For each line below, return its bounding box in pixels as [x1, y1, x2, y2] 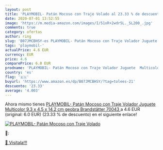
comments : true [5, 25, 36, 30]
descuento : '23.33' [5, 83, 45, 89]
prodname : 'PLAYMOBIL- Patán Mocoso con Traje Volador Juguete [5, 66, 136, 71]
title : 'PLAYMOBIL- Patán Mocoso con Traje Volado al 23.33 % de [5, 12, 140, 16]
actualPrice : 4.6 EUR [5, 47, 49, 52]
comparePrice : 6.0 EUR [5, 61, 51, 66]
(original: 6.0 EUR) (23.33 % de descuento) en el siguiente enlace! [5, 112, 137, 118]
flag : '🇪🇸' [5, 75, 29, 79]
